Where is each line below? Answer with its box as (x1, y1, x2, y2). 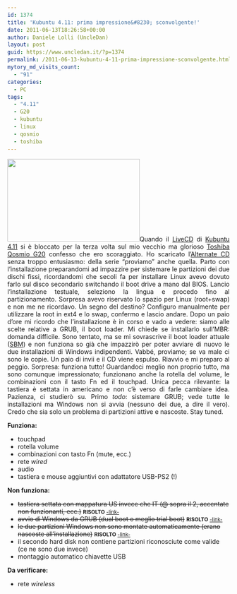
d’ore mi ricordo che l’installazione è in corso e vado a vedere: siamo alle (7, 317, 230, 326)
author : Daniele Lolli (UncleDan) (7, 34, 109, 41)
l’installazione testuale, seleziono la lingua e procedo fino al (7, 287, 230, 296)
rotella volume (17, 442, 59, 451)
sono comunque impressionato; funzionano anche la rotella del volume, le (7, 369, 230, 378)
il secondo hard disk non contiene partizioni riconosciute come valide (17, 537, 220, 545)
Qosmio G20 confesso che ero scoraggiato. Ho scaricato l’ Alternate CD (7, 249, 230, 258)
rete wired (17, 457, 48, 465)
